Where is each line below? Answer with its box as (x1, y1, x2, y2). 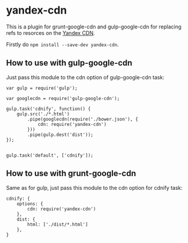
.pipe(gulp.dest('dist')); (27, 131, 94, 138)
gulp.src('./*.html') (17, 111, 70, 117)
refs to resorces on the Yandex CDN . (6, 29, 95, 36)
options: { (17, 200, 44, 207)
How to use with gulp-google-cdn (6, 58, 133, 68)
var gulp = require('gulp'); (6, 85, 78, 91)
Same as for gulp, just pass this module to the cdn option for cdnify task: (6, 184, 183, 191)
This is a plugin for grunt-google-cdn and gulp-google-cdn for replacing (6, 23, 182, 30)
